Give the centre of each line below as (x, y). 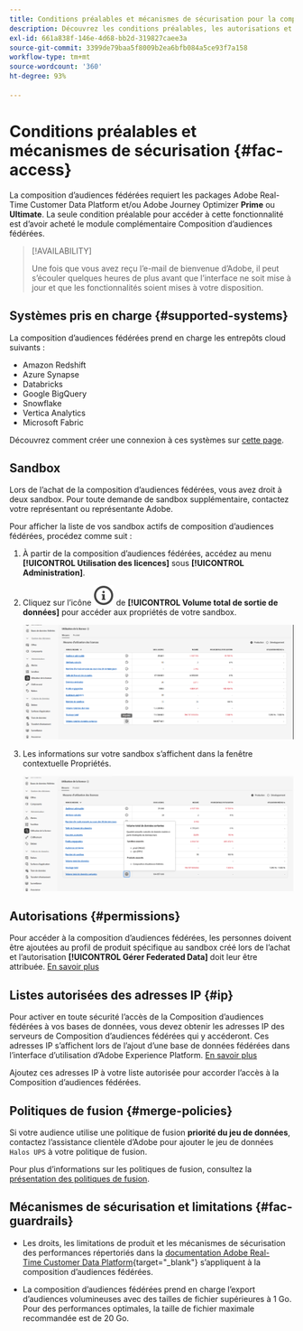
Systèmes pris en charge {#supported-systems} (149, 316)
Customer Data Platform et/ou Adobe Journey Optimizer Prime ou (152, 204)
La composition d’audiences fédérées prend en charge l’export (138, 1289)
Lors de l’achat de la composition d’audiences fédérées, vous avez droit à (146, 490)
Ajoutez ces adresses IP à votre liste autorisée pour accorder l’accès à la (144, 1073)
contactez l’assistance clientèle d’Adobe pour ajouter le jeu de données (142, 1142)
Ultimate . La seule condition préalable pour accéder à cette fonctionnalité (147, 214)
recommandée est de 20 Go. (75, 1317)
